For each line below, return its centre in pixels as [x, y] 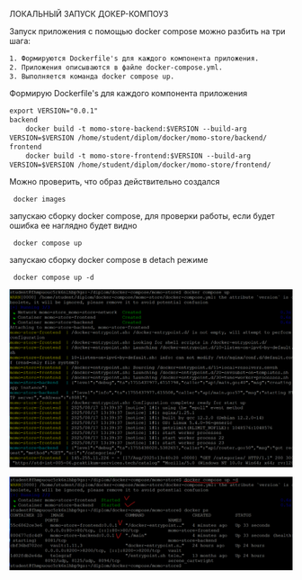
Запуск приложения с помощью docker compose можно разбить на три [147, 31]
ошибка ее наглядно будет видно [73, 226]
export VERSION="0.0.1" [54, 111]
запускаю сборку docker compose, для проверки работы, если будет [142, 216]
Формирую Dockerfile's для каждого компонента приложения [129, 93]
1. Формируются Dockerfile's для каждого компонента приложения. [134, 59]
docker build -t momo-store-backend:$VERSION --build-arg [136, 129]
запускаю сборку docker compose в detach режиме [109, 260]
